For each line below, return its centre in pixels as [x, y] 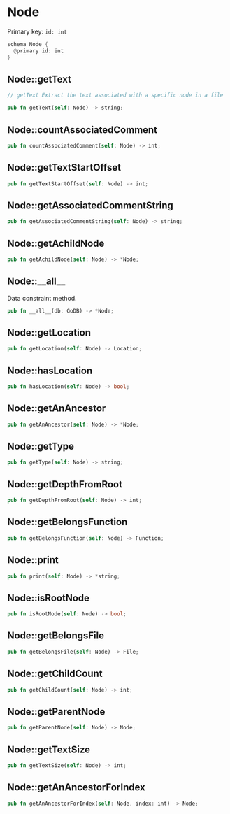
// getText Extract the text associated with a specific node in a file [115, 95]
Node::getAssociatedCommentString [90, 205]
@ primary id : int [39, 51]
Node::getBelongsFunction [67, 522]
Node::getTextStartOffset [64, 167]
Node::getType [41, 447]
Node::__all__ [36, 281]
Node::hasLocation [50, 370]
